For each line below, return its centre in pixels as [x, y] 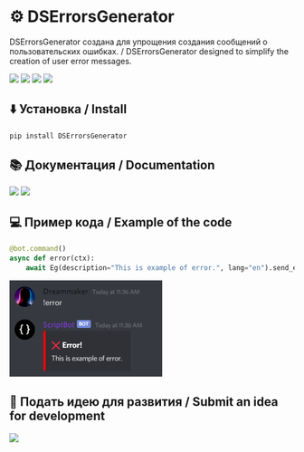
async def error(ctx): [52, 259]
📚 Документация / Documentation [112, 165]
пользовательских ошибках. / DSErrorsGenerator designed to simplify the [149, 51]
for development [57, 416]
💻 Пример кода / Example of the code [121, 222]
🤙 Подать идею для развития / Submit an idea [144, 402]
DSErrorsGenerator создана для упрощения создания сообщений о [139, 42]
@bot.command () [38, 249]
